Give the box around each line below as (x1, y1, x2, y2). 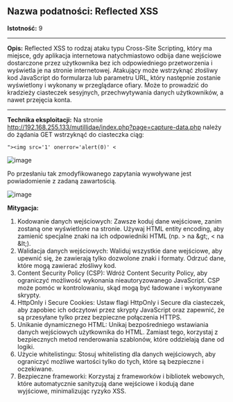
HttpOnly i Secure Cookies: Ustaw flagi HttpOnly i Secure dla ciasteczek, (17, 298, 225, 306)
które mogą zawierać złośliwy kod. (17, 261, 116, 269)
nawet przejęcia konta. (7, 95, 72, 103)
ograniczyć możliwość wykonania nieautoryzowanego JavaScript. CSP (17, 276, 221, 284)
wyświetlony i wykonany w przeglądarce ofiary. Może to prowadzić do (7, 81, 209, 89)
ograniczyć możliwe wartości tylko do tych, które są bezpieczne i (17, 357, 205, 365)
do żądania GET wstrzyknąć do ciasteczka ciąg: (7, 130, 144, 138)
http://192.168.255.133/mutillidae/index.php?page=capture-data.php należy (7, 123, 222, 131)
